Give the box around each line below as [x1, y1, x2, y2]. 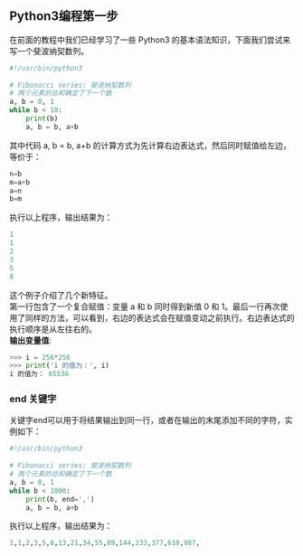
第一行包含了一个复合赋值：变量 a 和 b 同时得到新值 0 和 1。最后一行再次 [9, 301, 280, 312]
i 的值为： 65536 [9, 370, 70, 379]
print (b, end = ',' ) [25, 495, 95, 504]
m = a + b [9, 177, 30, 187]
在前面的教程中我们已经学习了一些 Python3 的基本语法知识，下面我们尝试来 [9, 34, 291, 45]
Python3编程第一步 [9, 8, 118, 24]
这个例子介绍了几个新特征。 [9, 289, 113, 300]
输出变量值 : [9, 335, 52, 345]
